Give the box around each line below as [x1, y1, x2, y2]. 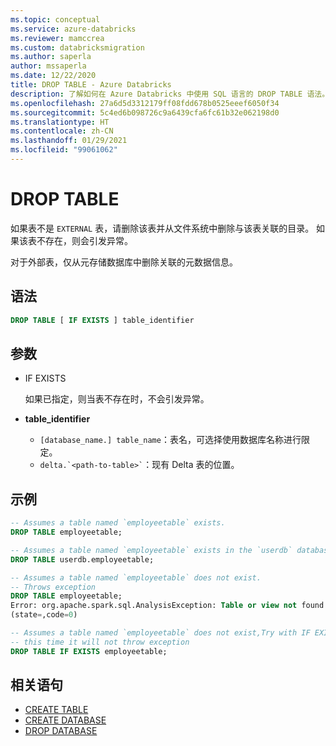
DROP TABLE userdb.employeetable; [10, 554, 155, 565]
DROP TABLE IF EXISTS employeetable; [10, 646, 168, 656]
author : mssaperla [10, 61, 87, 71]
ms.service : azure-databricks [10, 24, 137, 34]
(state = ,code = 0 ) [10, 610, 78, 620]
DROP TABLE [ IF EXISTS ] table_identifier [10, 315, 195, 325]
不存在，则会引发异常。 [36, 234, 133, 246]
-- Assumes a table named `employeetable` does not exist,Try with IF [10, 628, 311, 638]
